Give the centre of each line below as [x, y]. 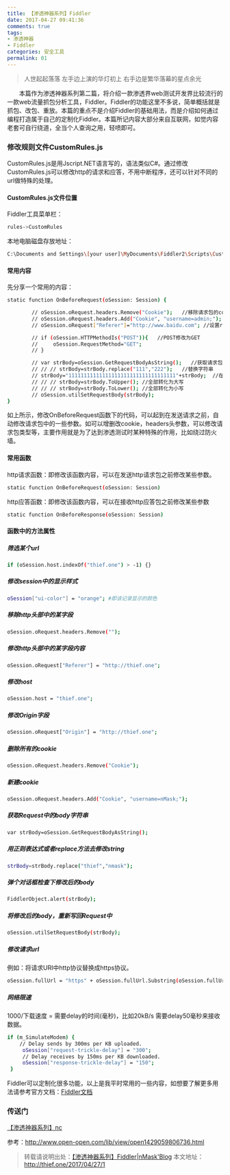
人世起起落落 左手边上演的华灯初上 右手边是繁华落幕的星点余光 [113, 78]
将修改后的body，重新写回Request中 [60, 915]
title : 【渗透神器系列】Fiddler [49, 13]
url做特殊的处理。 [32, 181]
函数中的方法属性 [31, 531]
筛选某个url [23, 548]
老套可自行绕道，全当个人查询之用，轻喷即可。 [73, 127]
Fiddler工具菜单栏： [35, 214]
